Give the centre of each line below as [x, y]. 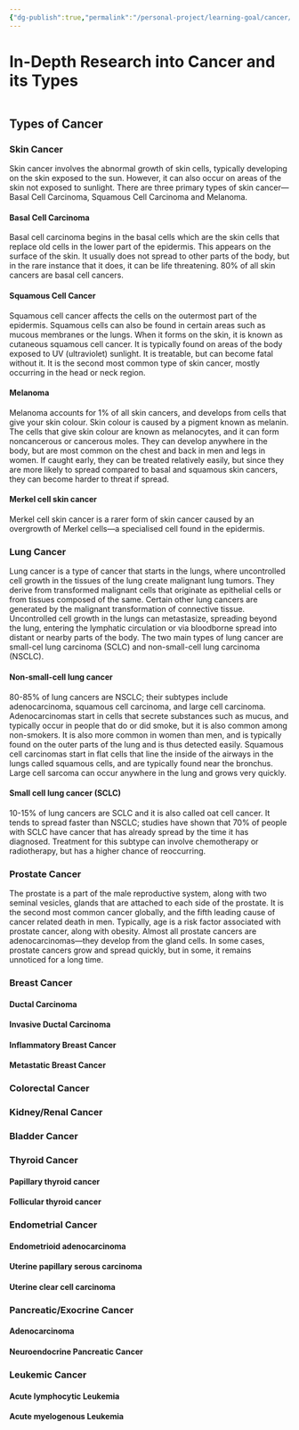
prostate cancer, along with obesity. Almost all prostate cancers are [133, 931]
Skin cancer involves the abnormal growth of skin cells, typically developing [148, 169]
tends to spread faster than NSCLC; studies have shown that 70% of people [148, 822]
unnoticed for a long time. [57, 960]
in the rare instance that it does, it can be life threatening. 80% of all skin [142, 266]
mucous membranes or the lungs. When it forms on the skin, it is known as [146, 335]
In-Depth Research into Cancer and [142, 61]
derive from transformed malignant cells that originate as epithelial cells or [145, 591]
